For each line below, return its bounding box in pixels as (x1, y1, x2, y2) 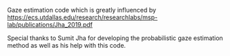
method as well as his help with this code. (7, 41, 126, 49)
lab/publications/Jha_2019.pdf (7, 21, 93, 28)
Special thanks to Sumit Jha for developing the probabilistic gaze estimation (7, 34, 223, 42)
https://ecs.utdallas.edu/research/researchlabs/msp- (7, 13, 158, 21)
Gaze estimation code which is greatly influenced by (7, 6, 157, 14)
